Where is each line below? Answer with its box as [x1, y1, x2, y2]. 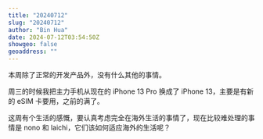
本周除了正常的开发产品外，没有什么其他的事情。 [8, 70, 166, 79]
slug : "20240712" [8, 19, 65, 27]
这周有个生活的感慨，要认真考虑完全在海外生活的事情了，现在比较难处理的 [8, 113, 248, 122]
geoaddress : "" [8, 48, 58, 55]
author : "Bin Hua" [8, 26, 68, 34]
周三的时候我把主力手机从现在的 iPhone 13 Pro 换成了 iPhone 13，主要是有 [8, 87, 247, 96]
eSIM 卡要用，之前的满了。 [16, 97, 104, 105]
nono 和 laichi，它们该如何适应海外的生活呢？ [23, 123, 171, 132]
